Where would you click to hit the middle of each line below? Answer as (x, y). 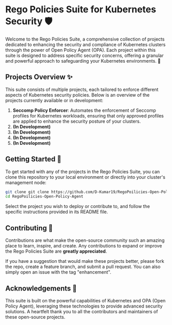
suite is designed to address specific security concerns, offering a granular (84, 55)
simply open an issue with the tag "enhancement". (58, 272)
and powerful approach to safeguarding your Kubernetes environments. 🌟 (83, 61)
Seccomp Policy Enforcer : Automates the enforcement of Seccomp (84, 110)
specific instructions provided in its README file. (57, 212)
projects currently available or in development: (54, 100)
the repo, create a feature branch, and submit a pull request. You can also (83, 267)
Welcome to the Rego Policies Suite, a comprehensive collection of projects (85, 39)
